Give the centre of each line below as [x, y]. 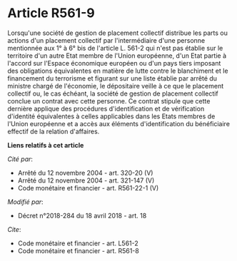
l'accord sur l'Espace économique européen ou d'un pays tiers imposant [114, 63]
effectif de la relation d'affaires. [54, 131]
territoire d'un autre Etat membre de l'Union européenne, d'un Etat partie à [117, 56]
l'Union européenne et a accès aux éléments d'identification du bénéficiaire [119, 123]
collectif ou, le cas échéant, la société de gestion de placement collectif [113, 93]
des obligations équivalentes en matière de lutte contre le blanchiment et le [118, 71]
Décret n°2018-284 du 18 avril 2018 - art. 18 [82, 215]
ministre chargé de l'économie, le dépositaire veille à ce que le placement [115, 86]
